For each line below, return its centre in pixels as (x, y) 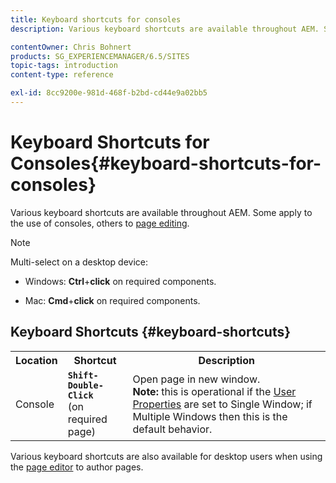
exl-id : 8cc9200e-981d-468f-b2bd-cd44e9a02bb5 (109, 93)
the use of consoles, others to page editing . (100, 223)
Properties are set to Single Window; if (222, 404)
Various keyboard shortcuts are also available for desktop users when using (166, 456)
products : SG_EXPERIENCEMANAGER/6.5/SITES (100, 56)
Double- (85, 385)
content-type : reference (62, 75)
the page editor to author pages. (77, 467)
